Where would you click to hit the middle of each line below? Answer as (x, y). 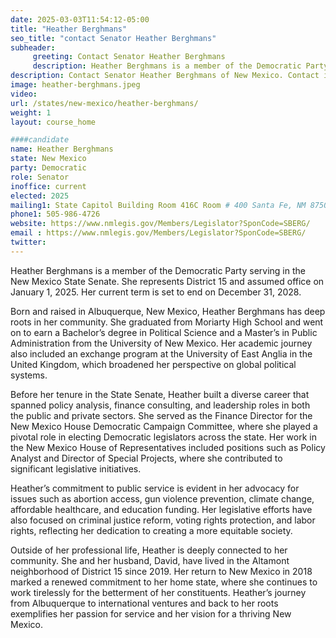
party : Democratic (48, 168)
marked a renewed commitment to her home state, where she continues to (164, 582)
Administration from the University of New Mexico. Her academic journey (161, 343)
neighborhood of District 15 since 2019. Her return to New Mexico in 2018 (161, 571)
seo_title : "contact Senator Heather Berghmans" (113, 38)
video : (24, 94)
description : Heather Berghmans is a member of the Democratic (167, 66)
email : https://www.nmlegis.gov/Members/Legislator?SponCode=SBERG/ (158, 233)
